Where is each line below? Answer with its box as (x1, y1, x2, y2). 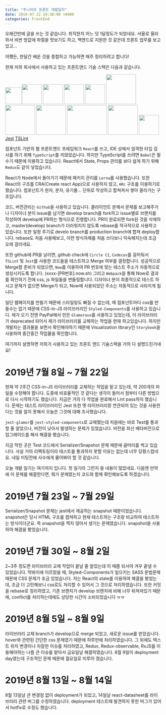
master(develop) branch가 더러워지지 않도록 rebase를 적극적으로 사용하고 (11, 223, 157, 229)
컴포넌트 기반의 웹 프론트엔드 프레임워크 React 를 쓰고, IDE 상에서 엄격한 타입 (5, 146, 153, 152)
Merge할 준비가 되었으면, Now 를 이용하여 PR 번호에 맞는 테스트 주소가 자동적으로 (5, 264, 160, 270)
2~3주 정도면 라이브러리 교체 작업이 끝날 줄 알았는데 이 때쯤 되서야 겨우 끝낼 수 (5, 563, 157, 569)
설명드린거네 (137, 341, 162, 347)
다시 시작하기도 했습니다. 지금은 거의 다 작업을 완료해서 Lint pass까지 (10, 396, 144, 402)
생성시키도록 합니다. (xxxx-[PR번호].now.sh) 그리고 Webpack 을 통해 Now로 (5, 270, 150, 276)
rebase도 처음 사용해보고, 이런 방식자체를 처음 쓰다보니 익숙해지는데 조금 (15, 235, 157, 241)
